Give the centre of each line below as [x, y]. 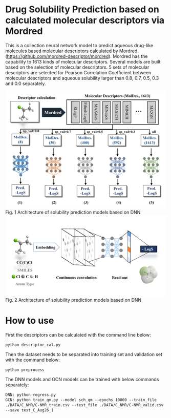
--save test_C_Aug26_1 [29, 410]
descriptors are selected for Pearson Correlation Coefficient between [78, 72]
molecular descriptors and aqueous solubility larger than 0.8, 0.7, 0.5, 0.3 [82, 78]
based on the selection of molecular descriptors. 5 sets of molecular [77, 67]
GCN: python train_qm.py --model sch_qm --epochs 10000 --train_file [81, 400]
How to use [30, 320]
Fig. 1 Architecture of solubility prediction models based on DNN [73, 212]
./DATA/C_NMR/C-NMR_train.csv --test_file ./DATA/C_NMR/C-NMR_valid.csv [84, 405]
